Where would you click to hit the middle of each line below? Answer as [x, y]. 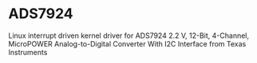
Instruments [28, 52]
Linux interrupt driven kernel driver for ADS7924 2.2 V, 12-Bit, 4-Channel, [129, 35]
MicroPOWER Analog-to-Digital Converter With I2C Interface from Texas [127, 43]
